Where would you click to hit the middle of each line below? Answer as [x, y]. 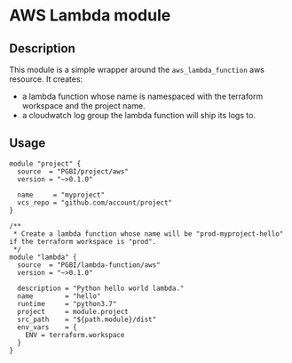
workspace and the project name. [83, 106]
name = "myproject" [61, 195]
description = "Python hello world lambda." [101, 288]
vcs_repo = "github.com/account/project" [95, 202]
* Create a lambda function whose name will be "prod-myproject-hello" [148, 234]
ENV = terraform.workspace [75, 335]
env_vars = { [47, 327]
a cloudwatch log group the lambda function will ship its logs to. [138, 115]
